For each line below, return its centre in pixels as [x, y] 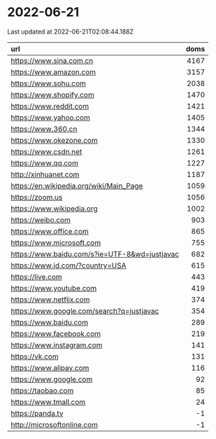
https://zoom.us [37, 197]
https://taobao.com [42, 391]
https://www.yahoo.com [51, 118]
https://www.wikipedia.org [54, 209]
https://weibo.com [41, 220]
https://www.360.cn [44, 129]
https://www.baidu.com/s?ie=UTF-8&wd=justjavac [95, 254]
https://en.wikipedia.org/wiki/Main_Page [77, 186]
